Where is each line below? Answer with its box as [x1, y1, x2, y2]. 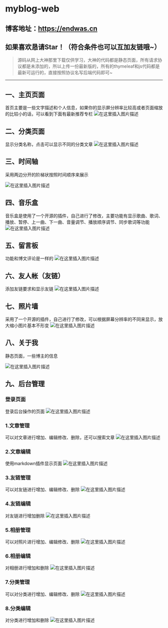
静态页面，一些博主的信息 [5, 353, 58, 359]
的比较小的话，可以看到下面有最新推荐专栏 [5, 111, 93, 117]
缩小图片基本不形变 [9, 323, 49, 329]
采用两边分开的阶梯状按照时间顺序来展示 [5, 172, 88, 178]
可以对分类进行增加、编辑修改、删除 [5, 591, 80, 597]
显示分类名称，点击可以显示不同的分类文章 [5, 141, 93, 147]
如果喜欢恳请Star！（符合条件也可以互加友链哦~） [5, 43, 161, 51]
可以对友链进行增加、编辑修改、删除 [5, 487, 80, 493]
